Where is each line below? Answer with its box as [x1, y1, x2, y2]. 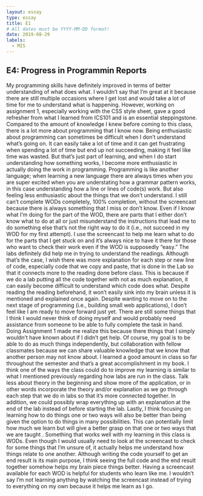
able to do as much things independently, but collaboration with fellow [6, 340, 182, 348]
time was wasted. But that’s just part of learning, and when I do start [6, 153, 177, 160]
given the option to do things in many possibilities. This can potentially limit [6, 417, 194, 425]
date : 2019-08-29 [6, 32, 50, 38]
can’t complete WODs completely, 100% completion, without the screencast [6, 198, 196, 205]
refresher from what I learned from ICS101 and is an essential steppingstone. [6, 114, 198, 121]
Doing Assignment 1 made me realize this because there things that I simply [6, 327, 195, 335]
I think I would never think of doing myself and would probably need [6, 314, 176, 321]
